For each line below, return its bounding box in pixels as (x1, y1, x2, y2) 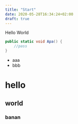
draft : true (5, 16, 29, 21)
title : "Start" (5, 7, 36, 12)
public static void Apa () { (5, 39, 63, 44)
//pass (14, 44, 27, 49)
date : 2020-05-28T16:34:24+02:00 (5, 12, 74, 17)
